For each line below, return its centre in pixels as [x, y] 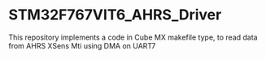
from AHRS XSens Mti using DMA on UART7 [82, 45]
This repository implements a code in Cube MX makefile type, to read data [133, 37]
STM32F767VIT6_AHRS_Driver [115, 15]
